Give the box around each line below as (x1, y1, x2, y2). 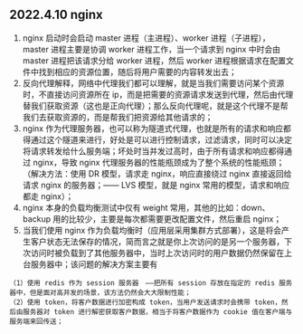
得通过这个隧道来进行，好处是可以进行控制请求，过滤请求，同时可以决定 (22, 134, 292, 145)
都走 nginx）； (22, 190, 74, 202)
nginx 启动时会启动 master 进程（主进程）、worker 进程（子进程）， (22, 32, 270, 43)
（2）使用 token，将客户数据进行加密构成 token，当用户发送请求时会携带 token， (9, 298, 282, 307)
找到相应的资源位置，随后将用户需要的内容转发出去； (38, 66, 237, 77)
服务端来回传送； (9, 317, 64, 326)
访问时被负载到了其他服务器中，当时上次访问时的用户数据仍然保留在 (30, 247, 285, 258)
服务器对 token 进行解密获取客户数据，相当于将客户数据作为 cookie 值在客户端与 (22, 307, 292, 316)
